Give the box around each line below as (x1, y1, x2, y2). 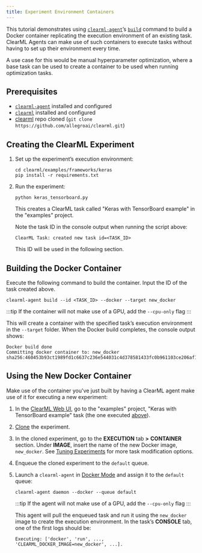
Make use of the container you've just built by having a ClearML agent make (6, 387, 195, 394)
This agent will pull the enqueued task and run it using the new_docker (14, 511, 187, 519)
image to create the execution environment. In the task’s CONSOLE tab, (14, 517, 192, 525)
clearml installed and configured (14, 109, 96, 117)
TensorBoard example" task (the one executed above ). (14, 411, 150, 418)
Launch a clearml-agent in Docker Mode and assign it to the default (14, 471, 185, 478)
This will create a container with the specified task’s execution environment (6, 319, 192, 327)
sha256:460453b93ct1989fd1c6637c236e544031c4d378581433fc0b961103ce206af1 (6, 354, 198, 361)
